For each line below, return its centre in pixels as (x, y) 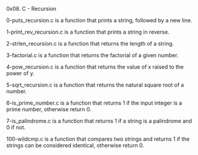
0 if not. (16, 127)
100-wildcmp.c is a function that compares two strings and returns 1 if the (98, 139)
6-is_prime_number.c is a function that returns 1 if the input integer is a (94, 103)
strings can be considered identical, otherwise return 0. (75, 145)
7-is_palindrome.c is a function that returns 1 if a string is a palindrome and (99, 121)
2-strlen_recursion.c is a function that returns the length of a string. (90, 44)
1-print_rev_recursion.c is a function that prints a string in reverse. (88, 32)
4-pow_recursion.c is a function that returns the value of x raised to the (95, 67)
